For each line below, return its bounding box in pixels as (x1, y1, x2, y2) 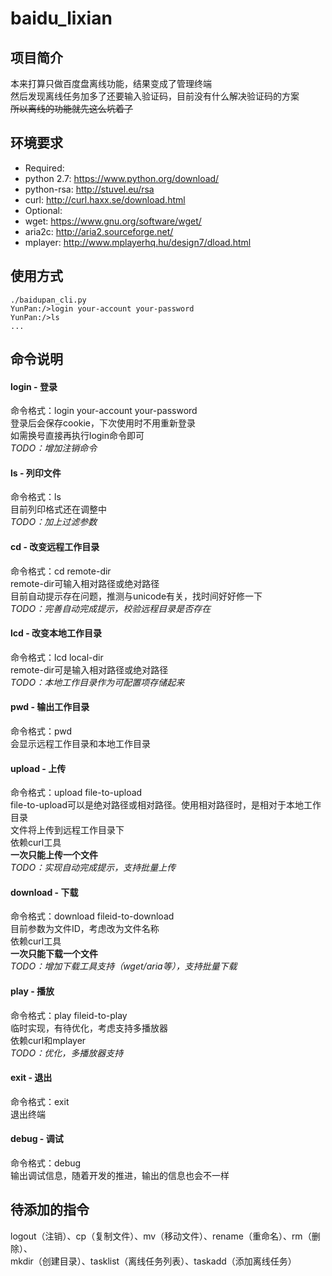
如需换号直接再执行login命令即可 (10, 430, 145, 442)
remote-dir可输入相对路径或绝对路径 (10, 577, 160, 589)
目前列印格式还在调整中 (10, 503, 107, 516)
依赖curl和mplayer (10, 1034, 87, 1046)
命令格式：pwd (10, 725, 73, 737)
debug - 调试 (10, 1133, 64, 1145)
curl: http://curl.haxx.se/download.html (24, 193, 186, 206)
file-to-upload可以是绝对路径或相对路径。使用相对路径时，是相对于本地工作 (10, 799, 322, 811)
